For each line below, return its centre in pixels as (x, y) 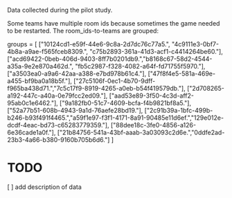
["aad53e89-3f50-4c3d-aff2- (152, 96)
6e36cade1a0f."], (32, 132)
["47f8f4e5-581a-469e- (182, 73)
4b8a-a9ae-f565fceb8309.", (48, 52)
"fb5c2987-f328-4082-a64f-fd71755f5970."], (140, 66)
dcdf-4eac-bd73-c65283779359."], (58, 125)
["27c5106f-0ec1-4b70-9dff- (115, 81)
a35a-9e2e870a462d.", (41, 66)
